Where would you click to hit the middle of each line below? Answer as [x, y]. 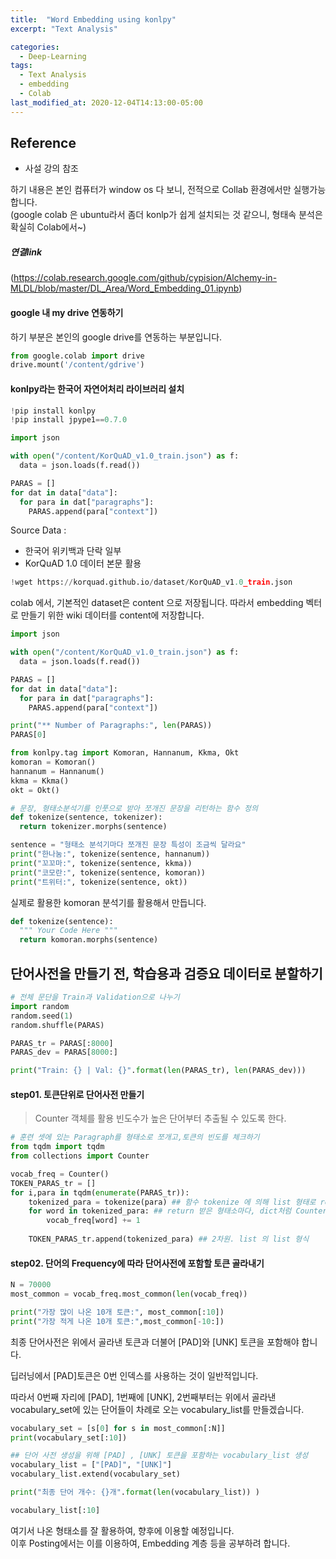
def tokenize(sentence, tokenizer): [86, 817]
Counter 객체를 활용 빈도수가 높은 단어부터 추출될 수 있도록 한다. [160, 1118]
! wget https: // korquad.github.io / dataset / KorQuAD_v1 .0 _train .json [151, 582]
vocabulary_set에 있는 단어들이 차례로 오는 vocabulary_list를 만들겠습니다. [157, 1409]
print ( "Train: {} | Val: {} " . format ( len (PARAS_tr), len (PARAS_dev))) [158, 1071]
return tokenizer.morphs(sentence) [93, 827]
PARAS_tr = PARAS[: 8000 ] [62, 1043]
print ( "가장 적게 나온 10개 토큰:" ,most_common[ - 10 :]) [117, 1321]
